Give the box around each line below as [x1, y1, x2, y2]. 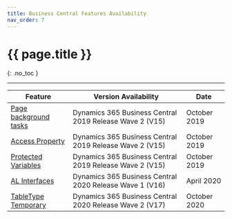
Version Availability [93, 92, 159, 102]
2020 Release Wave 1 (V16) [72, 180, 166, 190]
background [10, 112, 50, 122]
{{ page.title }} [7, 46, 93, 62]
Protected [10, 152, 43, 162]
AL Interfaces [10, 176, 55, 186]
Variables [10, 160, 41, 170]
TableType [10, 191, 45, 201]
